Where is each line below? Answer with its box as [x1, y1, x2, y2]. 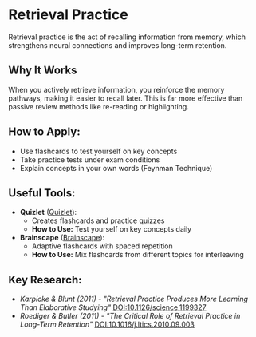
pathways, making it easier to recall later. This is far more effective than [8, 93, 243, 103]
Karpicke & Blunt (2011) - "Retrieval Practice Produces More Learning [19, 294, 249, 304]
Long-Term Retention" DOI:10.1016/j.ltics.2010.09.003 [19, 319, 195, 329]
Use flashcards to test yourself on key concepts [19, 146, 178, 156]
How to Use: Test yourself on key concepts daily [31, 224, 192, 234]
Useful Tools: [8, 186, 76, 200]
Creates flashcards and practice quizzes [31, 216, 165, 225]
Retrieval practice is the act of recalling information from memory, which [8, 32, 246, 42]
